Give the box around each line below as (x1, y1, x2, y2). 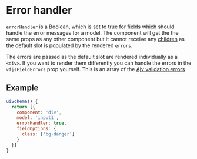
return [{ (11, 104, 35, 110)
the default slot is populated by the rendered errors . (6, 42, 133, 49)
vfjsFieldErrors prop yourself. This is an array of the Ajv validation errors (6, 65, 185, 72)
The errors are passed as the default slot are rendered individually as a (6, 53, 178, 60)
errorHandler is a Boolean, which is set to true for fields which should (6, 23, 175, 30)
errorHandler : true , (16, 120, 67, 127)
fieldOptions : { (16, 126, 57, 132)
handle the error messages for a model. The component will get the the (6, 29, 179, 36)
